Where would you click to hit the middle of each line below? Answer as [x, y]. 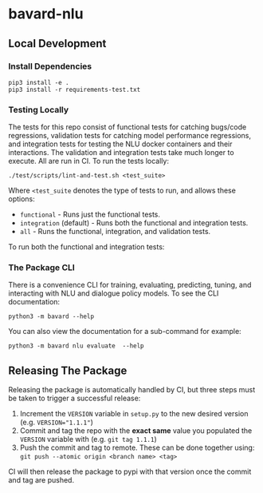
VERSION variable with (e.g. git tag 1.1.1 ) [88, 439]
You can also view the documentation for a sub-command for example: [125, 332]
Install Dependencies [50, 66]
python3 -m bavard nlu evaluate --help [77, 346]
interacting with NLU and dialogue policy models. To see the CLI [114, 293]
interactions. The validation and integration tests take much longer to [121, 153]
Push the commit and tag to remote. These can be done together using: [137, 447]
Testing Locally [39, 109]
